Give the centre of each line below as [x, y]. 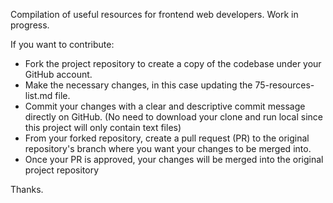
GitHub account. [58, 74]
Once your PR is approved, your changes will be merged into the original [174, 159]
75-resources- [284, 85]
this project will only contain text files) [103, 127]
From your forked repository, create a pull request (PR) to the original [167, 138]
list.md [38, 95]
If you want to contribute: [62, 44]
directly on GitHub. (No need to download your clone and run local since [174, 117]
